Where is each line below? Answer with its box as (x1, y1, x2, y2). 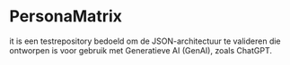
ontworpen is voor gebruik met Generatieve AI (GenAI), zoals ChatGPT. (9, 45, 272, 55)
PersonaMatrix (9, 6, 123, 27)
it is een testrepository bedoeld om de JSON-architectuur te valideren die (9, 36, 281, 46)
